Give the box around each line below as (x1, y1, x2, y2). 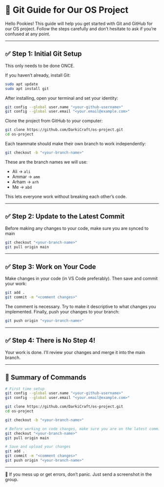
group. (5, 476, 19, 482)
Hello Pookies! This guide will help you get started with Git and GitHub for (5, 21, 153, 26)
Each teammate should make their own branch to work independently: (5, 141, 146, 146)
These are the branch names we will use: (5, 159, 88, 165)
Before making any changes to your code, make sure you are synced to (5, 225, 149, 231)
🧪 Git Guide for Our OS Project (5, 4, 128, 16)
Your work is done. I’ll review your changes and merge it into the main (5, 349, 145, 355)
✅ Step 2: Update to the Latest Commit (5, 212, 125, 221)
